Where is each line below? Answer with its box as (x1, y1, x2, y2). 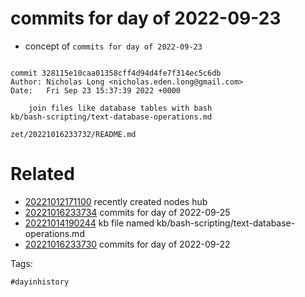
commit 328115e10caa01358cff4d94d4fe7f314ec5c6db (10, 68, 222, 78)
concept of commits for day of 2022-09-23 (24, 40, 203, 52)
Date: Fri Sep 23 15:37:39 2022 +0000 (10, 85, 182, 96)
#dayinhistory (10, 277, 70, 287)
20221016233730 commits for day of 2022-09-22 (24, 238, 231, 250)
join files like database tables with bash (28, 103, 213, 113)
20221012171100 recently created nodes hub (24, 195, 208, 207)
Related (10, 163, 75, 186)
